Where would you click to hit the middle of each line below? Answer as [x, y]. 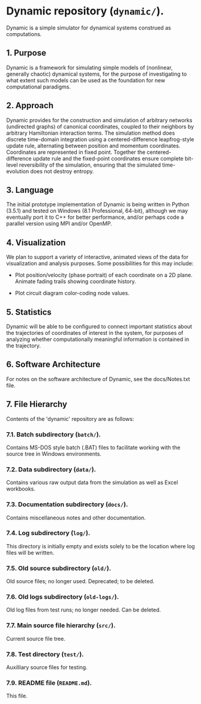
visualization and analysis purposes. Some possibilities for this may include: [100, 263]
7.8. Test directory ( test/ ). [45, 654]
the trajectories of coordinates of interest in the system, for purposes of [95, 333]
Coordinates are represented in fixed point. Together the [76, 152]
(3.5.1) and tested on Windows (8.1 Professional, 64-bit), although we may [97, 211]
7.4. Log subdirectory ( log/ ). [48, 533]
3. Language [30, 190]
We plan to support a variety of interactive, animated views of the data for [97, 257]
